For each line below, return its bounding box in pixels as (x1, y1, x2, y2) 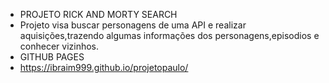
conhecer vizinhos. (19, 40, 100, 52)
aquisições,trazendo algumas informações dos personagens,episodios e (19, 30, 320, 41)
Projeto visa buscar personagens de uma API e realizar (19, 19, 247, 31)
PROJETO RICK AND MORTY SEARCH (19, 9, 178, 20)
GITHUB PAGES (19, 51, 85, 63)
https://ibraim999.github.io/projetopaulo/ (19, 62, 189, 73)
